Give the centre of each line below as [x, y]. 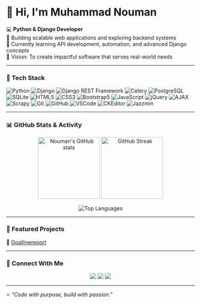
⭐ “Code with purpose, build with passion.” [59, 294]
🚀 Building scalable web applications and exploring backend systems [91, 38]
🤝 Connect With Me [35, 263]
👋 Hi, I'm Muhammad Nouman [82, 12]
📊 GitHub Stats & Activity [44, 125]
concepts [18, 50]
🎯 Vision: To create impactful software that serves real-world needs [89, 57]
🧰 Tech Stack [26, 78]
